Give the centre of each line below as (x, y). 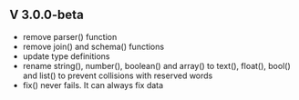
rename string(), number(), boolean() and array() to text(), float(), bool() (157, 65)
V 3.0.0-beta (46, 15)
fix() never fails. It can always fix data (93, 85)
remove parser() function (70, 36)
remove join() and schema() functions (93, 46)
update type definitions (67, 56)
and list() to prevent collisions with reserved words (118, 75)
